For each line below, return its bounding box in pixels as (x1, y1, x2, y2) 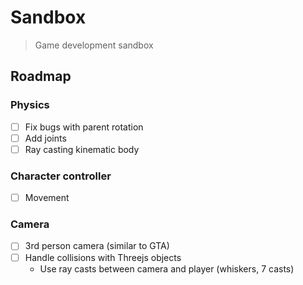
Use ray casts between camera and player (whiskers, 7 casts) (39, 262, 295, 275)
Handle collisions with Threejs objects (24, 251, 182, 263)
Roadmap (10, 68, 72, 85)
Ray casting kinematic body (24, 143, 140, 155)
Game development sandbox (34, 39, 154, 51)
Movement (24, 192, 70, 204)
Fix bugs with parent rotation (24, 121, 144, 133)
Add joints (24, 132, 67, 144)
